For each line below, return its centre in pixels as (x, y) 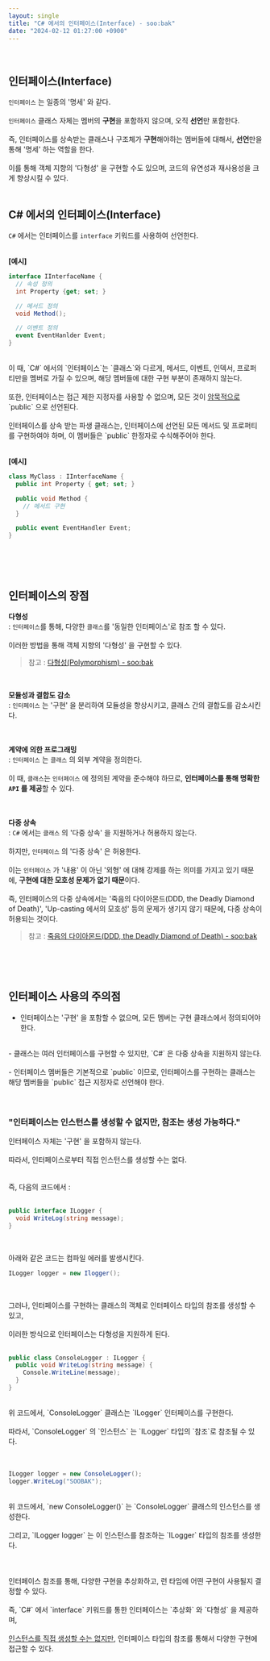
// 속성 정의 (34, 284)
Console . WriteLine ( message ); (72, 1373)
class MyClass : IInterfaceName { (66, 477)
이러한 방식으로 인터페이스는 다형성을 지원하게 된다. (89, 1334)
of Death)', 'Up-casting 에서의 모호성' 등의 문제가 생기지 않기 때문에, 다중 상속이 (135, 909)
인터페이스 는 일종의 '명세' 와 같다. (60, 102)
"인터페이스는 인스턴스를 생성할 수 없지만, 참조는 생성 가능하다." (125, 1122)
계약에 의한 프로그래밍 (43, 749)
